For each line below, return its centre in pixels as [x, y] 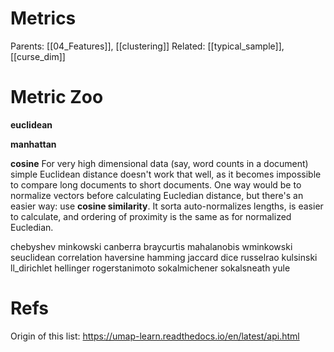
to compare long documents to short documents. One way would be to [156, 184]
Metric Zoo [57, 97]
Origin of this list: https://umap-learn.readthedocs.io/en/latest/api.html [155, 336]
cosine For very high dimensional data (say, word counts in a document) [159, 163]
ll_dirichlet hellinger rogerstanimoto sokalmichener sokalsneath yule [150, 268]
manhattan [33, 144]
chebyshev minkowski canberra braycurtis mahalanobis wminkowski [151, 246]
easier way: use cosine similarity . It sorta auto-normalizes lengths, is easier [167, 206]
